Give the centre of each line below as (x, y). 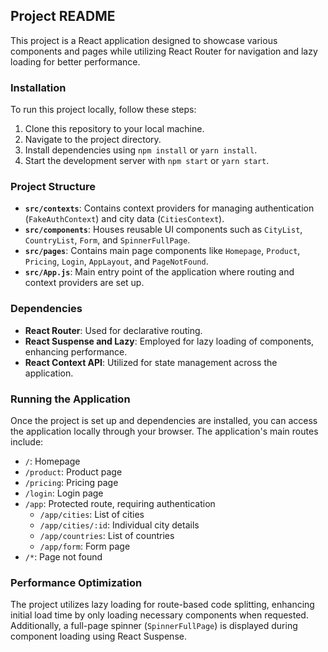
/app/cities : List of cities (92, 514)
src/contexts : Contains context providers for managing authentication (169, 208)
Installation (38, 87)
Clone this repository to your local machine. (114, 129)
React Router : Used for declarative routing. (113, 330)
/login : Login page (64, 493)
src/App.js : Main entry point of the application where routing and (159, 272)
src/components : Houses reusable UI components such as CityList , (163, 230)
